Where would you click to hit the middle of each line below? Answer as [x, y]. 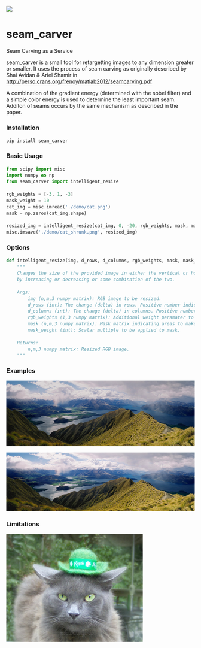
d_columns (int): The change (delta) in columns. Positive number [112, 311]
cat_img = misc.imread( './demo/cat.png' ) [59, 207]
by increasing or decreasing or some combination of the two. [96, 280]
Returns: [28, 343]
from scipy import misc [36, 169]
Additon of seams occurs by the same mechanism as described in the [92, 105]
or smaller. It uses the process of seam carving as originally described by [97, 68]
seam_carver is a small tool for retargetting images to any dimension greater [100, 62]
